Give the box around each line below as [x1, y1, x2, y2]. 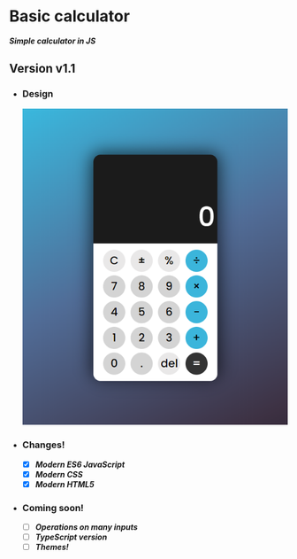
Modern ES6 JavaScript [34, 459, 126, 470]
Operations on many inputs [34, 522, 139, 532]
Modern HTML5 [34, 478, 95, 489]
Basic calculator [9, 6, 131, 27]
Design [21, 88, 54, 100]
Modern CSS [34, 469, 83, 479]
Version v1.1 [9, 61, 76, 76]
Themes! [34, 542, 69, 553]
